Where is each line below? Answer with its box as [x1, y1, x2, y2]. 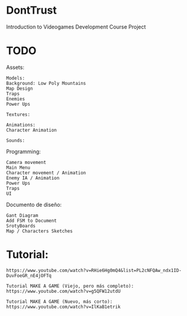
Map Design [6, 86, 33, 91]
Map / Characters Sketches [6, 228, 73, 234]
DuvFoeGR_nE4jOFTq [6, 273, 52, 279]
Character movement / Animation [6, 170, 86, 176]
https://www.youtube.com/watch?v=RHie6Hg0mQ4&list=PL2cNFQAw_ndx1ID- [6, 267, 182, 273]
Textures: [6, 111, 31, 118]
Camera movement [6, 159, 46, 165]
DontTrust [6, 4, 58, 17]
